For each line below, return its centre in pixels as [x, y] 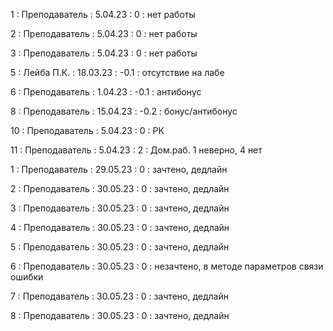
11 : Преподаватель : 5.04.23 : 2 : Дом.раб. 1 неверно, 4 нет [136, 150]
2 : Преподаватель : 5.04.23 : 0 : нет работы [104, 33]
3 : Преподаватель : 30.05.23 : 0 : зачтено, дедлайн [120, 208]
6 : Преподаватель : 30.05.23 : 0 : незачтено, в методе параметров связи [167, 266]
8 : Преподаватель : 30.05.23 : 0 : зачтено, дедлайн [120, 315]
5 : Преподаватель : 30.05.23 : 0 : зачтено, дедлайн [120, 247]
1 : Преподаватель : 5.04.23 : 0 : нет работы [103, 14]
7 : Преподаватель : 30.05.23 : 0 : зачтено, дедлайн [119, 296]
